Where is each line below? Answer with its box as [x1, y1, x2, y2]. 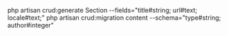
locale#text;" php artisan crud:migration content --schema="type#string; [7, 13, 222, 22]
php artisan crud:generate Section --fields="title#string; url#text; [7, 6, 197, 14]
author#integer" [7, 21, 55, 29]
